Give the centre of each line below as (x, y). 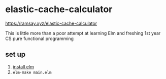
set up (15, 54)
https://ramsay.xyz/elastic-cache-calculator (51, 23)
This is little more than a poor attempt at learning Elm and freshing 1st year (83, 33)
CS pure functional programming (40, 38)
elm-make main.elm (32, 72)
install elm (23, 66)
